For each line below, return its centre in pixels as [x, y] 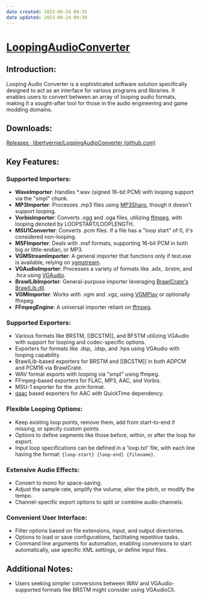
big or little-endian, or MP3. [49, 250]
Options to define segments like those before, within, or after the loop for [105, 435]
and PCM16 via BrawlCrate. [49, 368]
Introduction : [31, 70]
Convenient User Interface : [47, 517]
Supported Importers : [39, 179]
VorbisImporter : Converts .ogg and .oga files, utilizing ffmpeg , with [98, 218]
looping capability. [38, 355]
